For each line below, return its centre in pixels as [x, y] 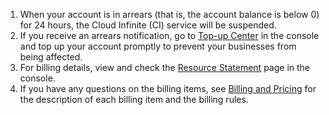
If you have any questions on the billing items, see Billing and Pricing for [168, 88]
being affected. [51, 57]
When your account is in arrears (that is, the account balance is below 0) [169, 14]
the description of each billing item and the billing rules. [134, 99]
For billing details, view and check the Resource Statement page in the [165, 67]
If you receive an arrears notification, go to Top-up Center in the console [169, 35]
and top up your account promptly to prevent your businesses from [158, 46]
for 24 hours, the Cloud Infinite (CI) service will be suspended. [148, 25]
